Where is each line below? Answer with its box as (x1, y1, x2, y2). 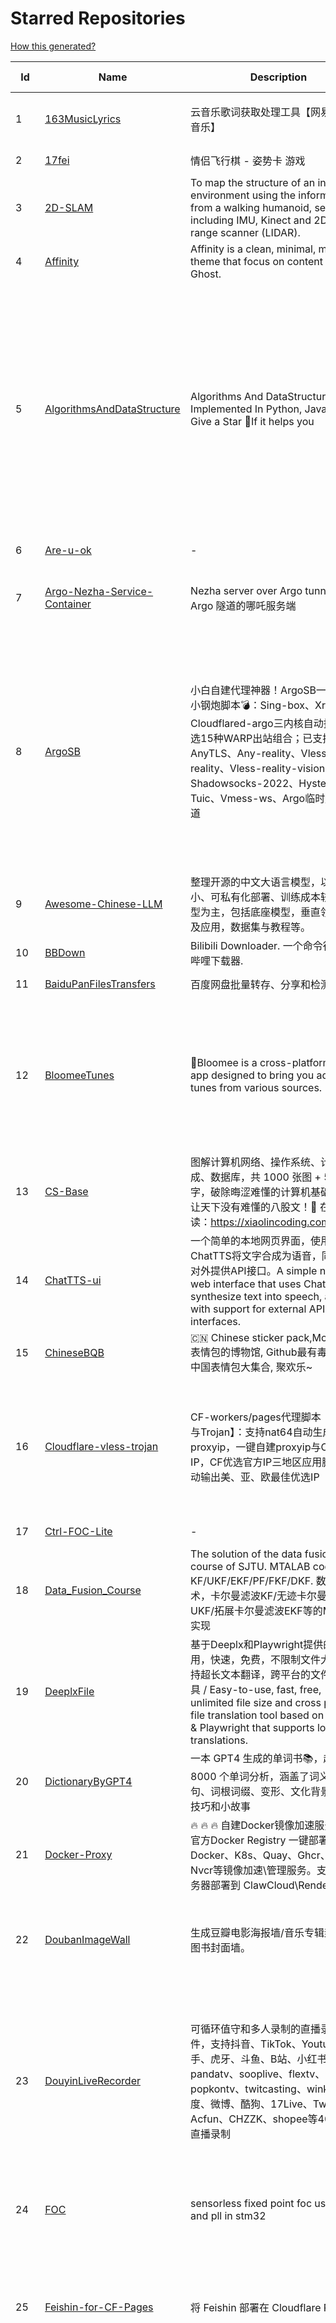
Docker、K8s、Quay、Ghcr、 (190, 1848, 331, 1862)
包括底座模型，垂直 (230, 905, 322, 919)
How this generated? (10, 40, 97, 52)
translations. (190, 1733, 249, 1747)
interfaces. (190, 1314, 241, 1328)
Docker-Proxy (44, 1847, 113, 1861)
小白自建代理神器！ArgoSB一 (190, 683, 327, 697)
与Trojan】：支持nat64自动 (190, 1425, 313, 1439)
